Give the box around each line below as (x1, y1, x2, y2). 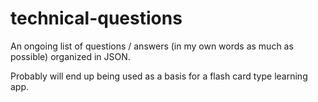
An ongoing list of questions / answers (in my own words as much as (10, 40, 294, 52)
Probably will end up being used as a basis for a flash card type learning (10, 70, 308, 82)
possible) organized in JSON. (10, 50, 131, 62)
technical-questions (10, 7, 183, 30)
